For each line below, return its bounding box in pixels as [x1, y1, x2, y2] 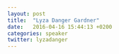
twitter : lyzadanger [7, 36, 69, 43]
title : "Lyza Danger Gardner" [7, 17, 100, 24]
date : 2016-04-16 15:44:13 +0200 [7, 23, 113, 30]
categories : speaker [7, 29, 69, 37]
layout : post [7, 10, 46, 18]
